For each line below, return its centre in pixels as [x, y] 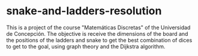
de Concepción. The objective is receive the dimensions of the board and [97, 33]
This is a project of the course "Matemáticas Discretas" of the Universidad [98, 27]
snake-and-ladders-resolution [84, 11]
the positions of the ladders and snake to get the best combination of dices [99, 40]
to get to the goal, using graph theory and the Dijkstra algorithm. [86, 46]
